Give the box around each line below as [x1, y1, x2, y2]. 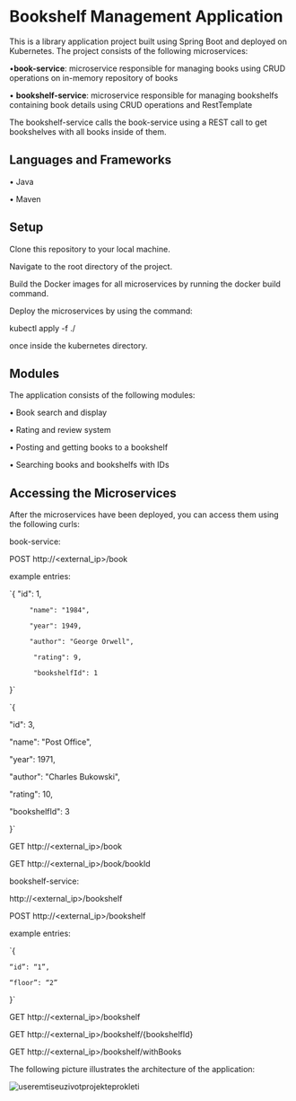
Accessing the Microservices [9, 485, 177, 500]
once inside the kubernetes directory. [9, 339, 148, 351]
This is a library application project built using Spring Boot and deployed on [9, 36, 287, 47]
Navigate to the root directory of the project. [9, 260, 173, 271]
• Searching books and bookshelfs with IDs [9, 460, 170, 471]
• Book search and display [9, 407, 108, 418]
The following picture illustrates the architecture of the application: [9, 1064, 256, 1075]
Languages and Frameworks [9, 153, 172, 168]
